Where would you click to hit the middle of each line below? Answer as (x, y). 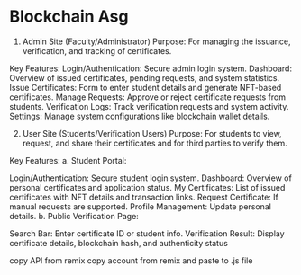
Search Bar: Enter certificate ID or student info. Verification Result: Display (147, 233)
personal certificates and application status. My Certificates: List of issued (147, 187)
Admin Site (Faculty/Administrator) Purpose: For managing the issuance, (156, 41)
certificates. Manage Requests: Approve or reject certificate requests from (148, 97)
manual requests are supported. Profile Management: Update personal (141, 206)
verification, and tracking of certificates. (97, 50)
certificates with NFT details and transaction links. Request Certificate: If (144, 197)
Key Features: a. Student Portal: (68, 160)
